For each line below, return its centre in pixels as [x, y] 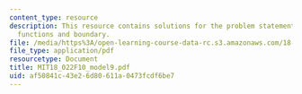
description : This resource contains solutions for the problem [132, 26]
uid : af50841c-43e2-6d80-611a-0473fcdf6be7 [92, 76]
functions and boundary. [64, 34]
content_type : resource [54, 17]
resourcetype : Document [54, 59]
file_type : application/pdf [62, 51]
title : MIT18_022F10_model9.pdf [70, 68]
